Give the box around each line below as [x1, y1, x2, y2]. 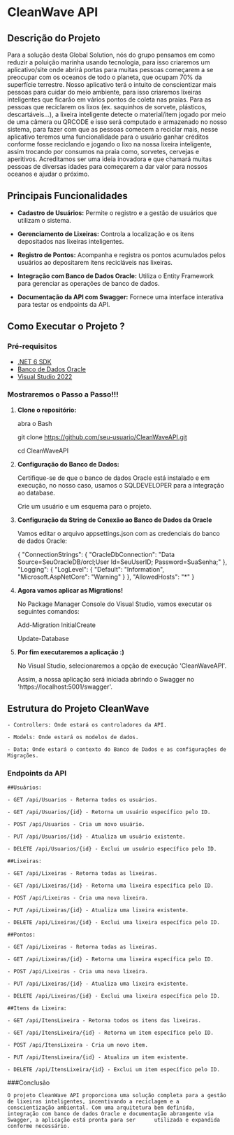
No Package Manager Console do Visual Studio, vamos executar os [17, 600, 212, 608]
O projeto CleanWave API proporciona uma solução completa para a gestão [7, 1092, 227, 1099]
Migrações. [7, 752, 39, 759]
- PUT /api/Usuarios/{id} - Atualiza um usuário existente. [7, 833, 187, 840]
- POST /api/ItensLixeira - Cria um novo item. [7, 1041, 149, 1048]
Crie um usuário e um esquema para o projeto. [17, 502, 152, 510]
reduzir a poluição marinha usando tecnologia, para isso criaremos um [7, 58, 210, 67]
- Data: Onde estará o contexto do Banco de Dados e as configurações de [7, 745, 227, 753]
